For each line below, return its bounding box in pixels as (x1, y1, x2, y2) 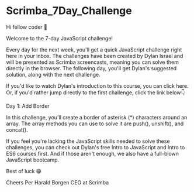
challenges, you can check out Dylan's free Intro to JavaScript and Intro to (6, 143, 185, 150)
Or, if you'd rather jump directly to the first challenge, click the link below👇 (6, 89, 185, 96)
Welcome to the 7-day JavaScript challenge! (6, 35, 113, 42)
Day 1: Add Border (6, 102, 50, 109)
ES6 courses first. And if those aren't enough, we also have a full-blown (6, 150, 179, 157)
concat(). (6, 126, 28, 133)
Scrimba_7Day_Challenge (6, 4, 133, 18)
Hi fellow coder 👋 (6, 23, 48, 30)
